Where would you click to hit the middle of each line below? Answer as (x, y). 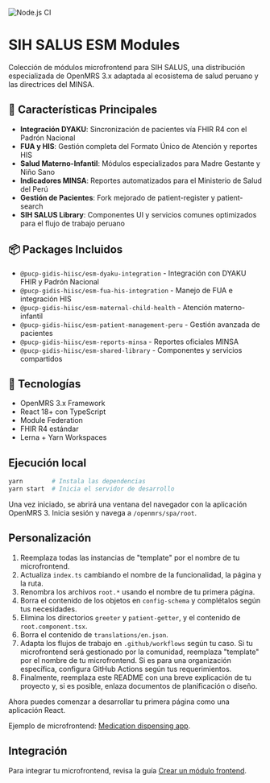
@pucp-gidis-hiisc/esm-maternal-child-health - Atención (116, 307)
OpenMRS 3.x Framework (62, 404)
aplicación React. (37, 710)
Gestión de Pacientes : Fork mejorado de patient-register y (117, 197)
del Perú (34, 188)
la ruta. (32, 583)
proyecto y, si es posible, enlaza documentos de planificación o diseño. (139, 686)
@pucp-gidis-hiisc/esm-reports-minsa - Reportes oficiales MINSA (129, 342)
